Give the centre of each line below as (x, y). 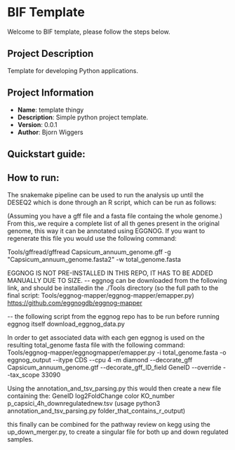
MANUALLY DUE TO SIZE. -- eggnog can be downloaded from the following (117, 280)
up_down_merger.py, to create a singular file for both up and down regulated (118, 432)
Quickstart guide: (46, 154)
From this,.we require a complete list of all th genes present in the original (113, 223)
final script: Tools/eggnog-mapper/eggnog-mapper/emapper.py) (101, 295)
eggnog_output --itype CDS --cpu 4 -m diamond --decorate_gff (100, 359)
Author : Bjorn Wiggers (50, 132)
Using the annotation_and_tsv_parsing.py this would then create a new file (114, 388)
